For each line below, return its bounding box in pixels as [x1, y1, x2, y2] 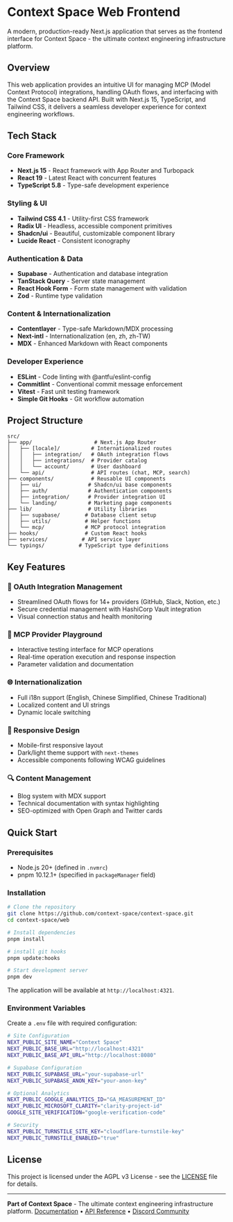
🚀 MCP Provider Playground [7, 630, 103, 639]
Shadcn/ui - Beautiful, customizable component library [17, 229, 175, 237]
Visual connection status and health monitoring [17, 612, 153, 621]
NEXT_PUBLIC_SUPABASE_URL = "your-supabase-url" [7, 1071, 144, 1078]
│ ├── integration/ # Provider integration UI [7, 494, 166, 501]
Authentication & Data [7, 254, 83, 264]
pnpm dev [7, 974, 33, 981]
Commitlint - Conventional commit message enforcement [17, 379, 183, 388]
